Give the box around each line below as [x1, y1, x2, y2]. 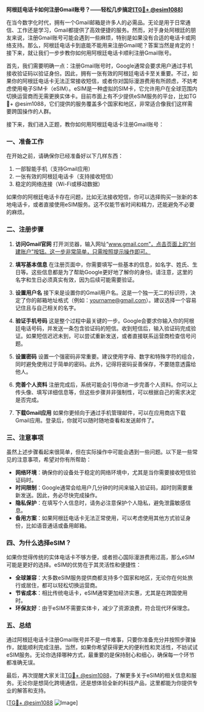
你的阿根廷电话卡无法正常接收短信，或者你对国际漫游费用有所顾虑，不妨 [11, 77, 192, 85]
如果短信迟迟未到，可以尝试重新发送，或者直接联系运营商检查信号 [25, 332, 191, 339]
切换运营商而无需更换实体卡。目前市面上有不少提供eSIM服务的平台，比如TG [6, 92, 197, 100]
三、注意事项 [6, 433, 44, 441]
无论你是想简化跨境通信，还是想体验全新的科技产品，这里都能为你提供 [16, 679, 192, 686]
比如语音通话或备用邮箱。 [25, 522, 90, 529]
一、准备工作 [6, 137, 44, 145]
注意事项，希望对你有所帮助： [16, 455, 92, 463]
